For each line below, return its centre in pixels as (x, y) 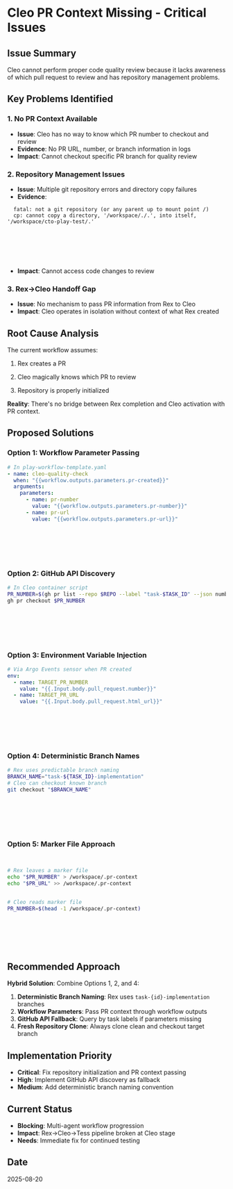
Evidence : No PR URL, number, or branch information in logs (104, 149)
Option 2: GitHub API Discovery (61, 573)
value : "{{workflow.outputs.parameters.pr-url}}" (105, 519)
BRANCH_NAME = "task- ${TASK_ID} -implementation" (76, 777)
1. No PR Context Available (52, 119)
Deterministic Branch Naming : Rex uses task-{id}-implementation (113, 997)
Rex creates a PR (41, 363)
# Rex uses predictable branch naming (63, 770)
